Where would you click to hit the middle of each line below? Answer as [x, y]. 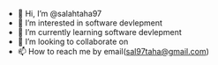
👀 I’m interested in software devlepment [90, 23]
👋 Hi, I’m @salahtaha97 [60, 14]
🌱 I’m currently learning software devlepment [100, 32]
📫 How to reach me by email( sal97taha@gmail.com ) [113, 51]
